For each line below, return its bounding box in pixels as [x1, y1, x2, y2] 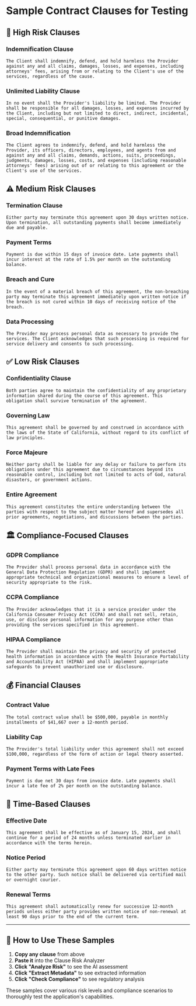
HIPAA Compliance [6, 635, 61, 644]
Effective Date [6, 817, 47, 825]
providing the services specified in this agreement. [6, 621, 140, 628]
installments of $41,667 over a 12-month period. [6, 719, 129, 725]
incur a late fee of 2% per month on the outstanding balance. [6, 783, 163, 789]
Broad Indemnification [6, 129, 71, 137]
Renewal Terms [6, 890, 51, 898]
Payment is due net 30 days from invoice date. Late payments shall [6, 778, 176, 784]
